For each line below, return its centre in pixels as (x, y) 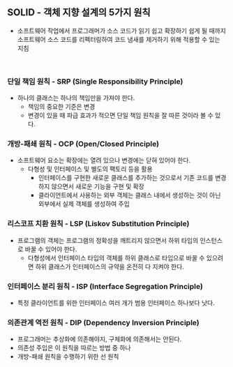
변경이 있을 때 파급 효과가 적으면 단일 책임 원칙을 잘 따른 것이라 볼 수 (121, 115)
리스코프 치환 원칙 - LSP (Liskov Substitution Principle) (98, 224)
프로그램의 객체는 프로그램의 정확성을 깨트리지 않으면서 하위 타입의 (108, 240)
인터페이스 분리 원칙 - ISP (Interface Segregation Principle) (105, 286)
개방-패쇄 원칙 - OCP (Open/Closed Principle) (83, 144)
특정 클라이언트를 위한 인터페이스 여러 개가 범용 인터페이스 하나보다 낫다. (116, 303)
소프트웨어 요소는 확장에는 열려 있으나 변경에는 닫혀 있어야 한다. (104, 160)
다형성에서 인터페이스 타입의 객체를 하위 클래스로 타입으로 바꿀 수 (116, 257)
